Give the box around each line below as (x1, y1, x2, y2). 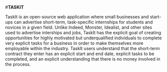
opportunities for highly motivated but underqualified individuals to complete (5, 35, 162, 41)
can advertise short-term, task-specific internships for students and (14, 19, 153, 25)
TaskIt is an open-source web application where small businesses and (5, 14, 149, 19)
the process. (5, 62, 31, 67)
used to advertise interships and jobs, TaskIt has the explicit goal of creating (5, 30, 162, 35)
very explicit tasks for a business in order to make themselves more (5, 40, 144, 46)
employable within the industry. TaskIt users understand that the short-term (5, 46, 160, 51)
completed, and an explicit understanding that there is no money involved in (5, 56, 161, 62)
